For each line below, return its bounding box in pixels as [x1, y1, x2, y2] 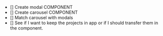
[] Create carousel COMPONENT [10, 9, 78, 15]
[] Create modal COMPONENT [10, 4, 73, 10]
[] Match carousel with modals [10, 15, 73, 20]
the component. [10, 25, 43, 31]
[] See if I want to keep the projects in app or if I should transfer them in [10, 20, 158, 26]
